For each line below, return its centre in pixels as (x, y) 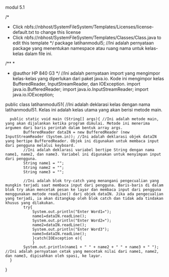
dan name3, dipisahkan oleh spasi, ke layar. (54, 256)
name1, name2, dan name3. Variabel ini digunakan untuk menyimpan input (83, 154)
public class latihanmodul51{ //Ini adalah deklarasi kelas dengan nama (78, 104)
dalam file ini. (38, 53)
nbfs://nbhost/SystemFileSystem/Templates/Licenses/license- (89, 27)
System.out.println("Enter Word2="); (72, 220)
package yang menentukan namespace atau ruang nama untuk (78, 48)
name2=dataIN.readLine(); (59, 225)
